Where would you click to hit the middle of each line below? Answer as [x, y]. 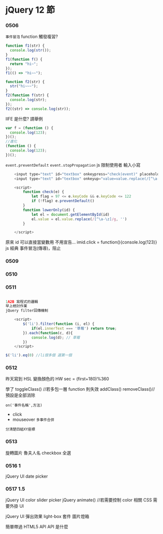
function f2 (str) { [25, 82]
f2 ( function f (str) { [27, 95]
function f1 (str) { [25, 46]
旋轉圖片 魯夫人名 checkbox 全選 [38, 453]
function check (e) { [44, 192]
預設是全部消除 [20, 395]
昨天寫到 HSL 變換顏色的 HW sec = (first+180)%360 [57, 379]
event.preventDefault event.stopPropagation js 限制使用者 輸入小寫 [73, 165]
